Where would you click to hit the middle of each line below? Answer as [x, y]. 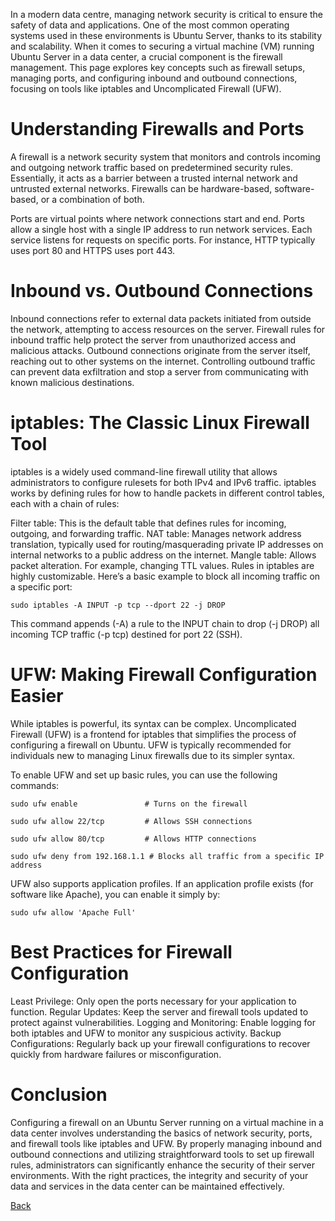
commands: [35, 785]
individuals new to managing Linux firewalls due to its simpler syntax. [153, 755]
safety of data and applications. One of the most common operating [150, 25]
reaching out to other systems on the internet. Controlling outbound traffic [163, 361]
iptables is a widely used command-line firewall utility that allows [144, 471]
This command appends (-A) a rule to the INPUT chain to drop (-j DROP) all [165, 623]
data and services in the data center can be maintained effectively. [147, 1186]
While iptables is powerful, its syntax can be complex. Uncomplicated [153, 723]
